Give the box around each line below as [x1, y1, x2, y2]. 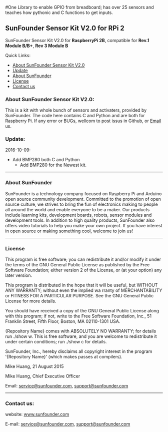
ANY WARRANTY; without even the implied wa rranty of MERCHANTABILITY [5, 287, 162, 293]
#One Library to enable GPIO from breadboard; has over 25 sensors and [5, 5, 154, 10]
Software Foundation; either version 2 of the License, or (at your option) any [5, 267, 162, 273]
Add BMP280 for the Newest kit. [19, 162, 86, 168]
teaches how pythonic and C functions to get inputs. [5, 10, 113, 16]
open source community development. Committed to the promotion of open [5, 196, 161, 202]
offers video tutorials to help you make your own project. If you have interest [5, 222, 162, 228]
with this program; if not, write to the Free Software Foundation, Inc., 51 [5, 313, 151, 319]
